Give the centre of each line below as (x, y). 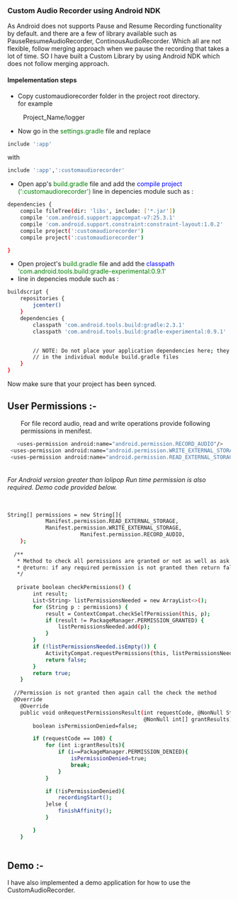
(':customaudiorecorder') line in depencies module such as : (105, 192)
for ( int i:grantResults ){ (85, 745)
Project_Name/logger (54, 117)
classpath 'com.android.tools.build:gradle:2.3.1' (109, 325)
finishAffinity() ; (85, 811)
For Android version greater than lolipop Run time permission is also (107, 479)
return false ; (66, 660)
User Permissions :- (52, 406)
